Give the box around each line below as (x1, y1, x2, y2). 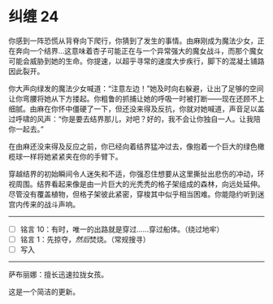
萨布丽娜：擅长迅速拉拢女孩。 (8, 270, 108, 280)
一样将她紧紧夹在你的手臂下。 (22, 151, 123, 161)
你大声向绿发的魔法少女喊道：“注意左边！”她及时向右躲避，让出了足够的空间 (8, 83, 264, 93)
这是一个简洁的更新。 (8, 287, 80, 297)
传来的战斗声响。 (22, 199, 80, 209)
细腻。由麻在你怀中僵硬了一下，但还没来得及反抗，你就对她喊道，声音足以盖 (8, 103, 265, 114)
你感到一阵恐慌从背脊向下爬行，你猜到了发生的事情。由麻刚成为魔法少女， (8, 36, 258, 46)
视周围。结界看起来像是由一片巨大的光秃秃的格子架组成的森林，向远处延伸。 (8, 179, 265, 189)
